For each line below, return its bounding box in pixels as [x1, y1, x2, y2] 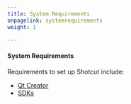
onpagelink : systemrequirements [7, 17, 103, 24]
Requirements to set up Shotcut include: [7, 67, 125, 76]
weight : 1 [7, 23, 37, 30]
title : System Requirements [7, 10, 91, 18]
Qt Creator [17, 81, 49, 89]
